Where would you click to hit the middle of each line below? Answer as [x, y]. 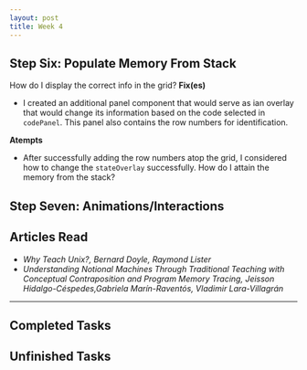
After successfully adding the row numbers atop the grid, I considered [155, 158]
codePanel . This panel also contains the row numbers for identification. [155, 122]
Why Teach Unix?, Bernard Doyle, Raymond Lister [117, 259]
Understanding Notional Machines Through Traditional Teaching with [153, 269]
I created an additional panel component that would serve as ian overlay [158, 103]
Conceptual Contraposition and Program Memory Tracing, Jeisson [148, 279]
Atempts [26, 140]
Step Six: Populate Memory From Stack [123, 63]
